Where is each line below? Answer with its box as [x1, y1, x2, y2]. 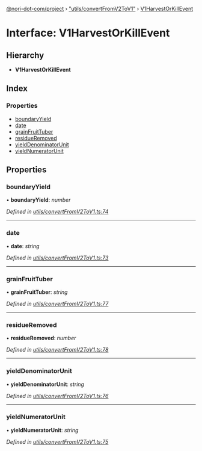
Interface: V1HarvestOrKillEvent [6, 26, 170, 40]
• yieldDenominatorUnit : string [6, 381, 84, 388]
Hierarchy [6, 50, 44, 60]
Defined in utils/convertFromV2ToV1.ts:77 [6, 300, 109, 307]
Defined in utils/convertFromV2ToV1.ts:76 [6, 392, 109, 399]
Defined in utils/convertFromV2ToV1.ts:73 [6, 254, 109, 261]
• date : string [6, 242, 40, 249]
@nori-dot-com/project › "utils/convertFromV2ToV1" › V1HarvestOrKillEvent [6, 5, 194, 12]
